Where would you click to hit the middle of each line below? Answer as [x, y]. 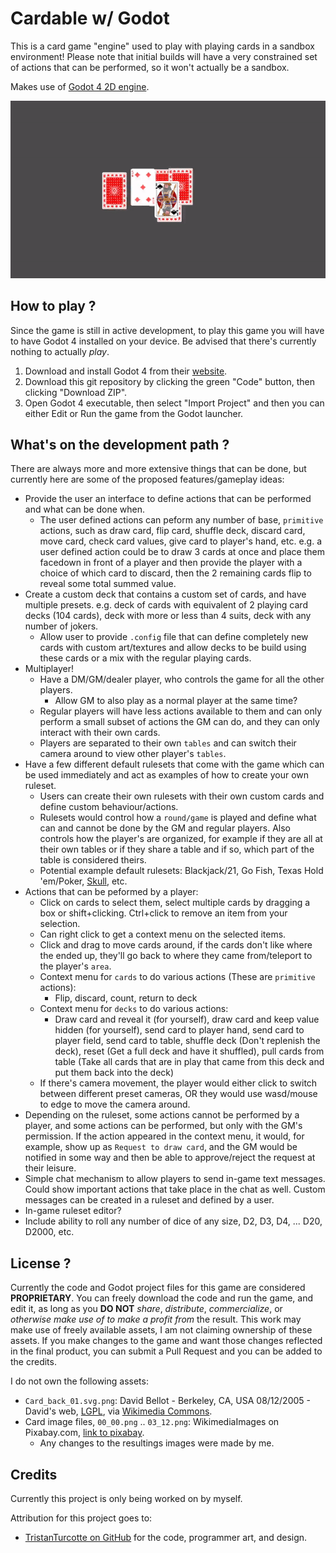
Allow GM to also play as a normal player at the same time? [176, 701]
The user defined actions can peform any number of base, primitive [181, 520]
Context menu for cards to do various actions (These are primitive [177, 977]
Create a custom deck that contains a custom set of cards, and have [165, 594]
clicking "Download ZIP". [76, 392]
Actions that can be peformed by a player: [111, 892]
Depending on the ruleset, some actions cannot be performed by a [162, 1115]
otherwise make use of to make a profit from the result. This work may [156, 1319]
